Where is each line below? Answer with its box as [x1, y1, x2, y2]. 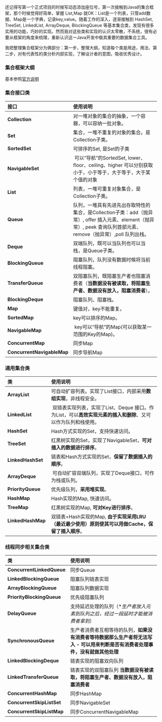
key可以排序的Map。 [73, 314, 121, 321]
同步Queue [70, 567, 95, 574]
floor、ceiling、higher [73, 161, 123, 168]
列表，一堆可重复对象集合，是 [73, 185, 141, 192]
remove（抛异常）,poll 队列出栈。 [73, 231, 149, 238]
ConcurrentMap [7, 339, 45, 346]
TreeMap [7, 504, 29, 511]
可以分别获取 [123, 161, 153, 168]
